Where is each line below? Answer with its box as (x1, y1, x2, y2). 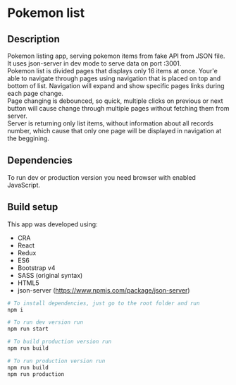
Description (7, 33, 60, 45)
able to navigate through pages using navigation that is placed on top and (7, 74, 221, 82)
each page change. (7, 90, 63, 97)
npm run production (7, 370, 65, 378)
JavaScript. (7, 181, 41, 189)
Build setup (7, 201, 58, 213)
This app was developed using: (7, 220, 98, 228)
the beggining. (7, 134, 49, 142)
